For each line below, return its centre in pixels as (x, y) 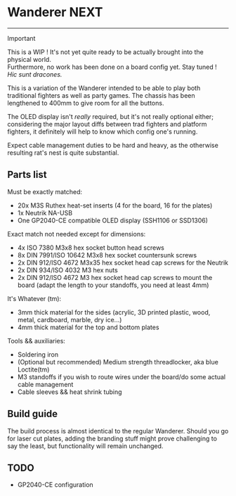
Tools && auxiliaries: (36, 341)
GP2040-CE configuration (55, 485)
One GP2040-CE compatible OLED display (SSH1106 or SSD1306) (113, 220)
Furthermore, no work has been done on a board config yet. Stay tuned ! (112, 67)
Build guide (33, 414)
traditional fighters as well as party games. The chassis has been (101, 95)
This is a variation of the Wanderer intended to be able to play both (104, 88)
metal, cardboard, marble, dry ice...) (70, 319)
